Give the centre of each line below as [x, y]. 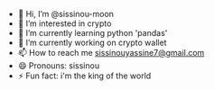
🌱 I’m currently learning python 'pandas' [93, 33]
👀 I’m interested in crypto [65, 23]
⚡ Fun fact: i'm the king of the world [84, 76]
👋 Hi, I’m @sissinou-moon [66, 14]
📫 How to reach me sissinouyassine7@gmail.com [111, 53]
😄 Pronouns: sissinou [59, 66]
